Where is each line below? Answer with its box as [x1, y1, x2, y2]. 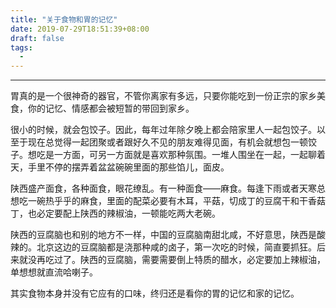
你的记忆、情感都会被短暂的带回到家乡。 [27, 102, 195, 115]
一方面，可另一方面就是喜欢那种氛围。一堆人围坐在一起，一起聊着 [53, 149, 326, 161]
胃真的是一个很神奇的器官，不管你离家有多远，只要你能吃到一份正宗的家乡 [10, 90, 317, 102]
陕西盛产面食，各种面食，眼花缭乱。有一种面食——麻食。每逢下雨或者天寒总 [10, 182, 326, 195]
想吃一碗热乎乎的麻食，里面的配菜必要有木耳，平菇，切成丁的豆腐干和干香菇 [10, 195, 326, 207]
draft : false [10, 33, 65, 43]
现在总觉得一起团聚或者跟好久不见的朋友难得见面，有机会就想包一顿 [27, 136, 308, 148]
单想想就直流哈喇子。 [10, 266, 98, 278]
